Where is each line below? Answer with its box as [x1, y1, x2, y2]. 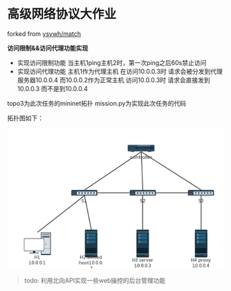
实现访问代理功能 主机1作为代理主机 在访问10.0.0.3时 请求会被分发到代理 [17, 67, 223, 75]
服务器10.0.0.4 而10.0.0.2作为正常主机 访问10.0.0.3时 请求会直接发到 [17, 75, 210, 84]
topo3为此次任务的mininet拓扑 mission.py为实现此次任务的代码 [7, 99, 187, 107]
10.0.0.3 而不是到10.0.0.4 [17, 84, 89, 93]
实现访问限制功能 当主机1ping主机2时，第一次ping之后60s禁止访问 [17, 58, 207, 66]
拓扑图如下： [7, 113, 44, 122]
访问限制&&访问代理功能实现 [7, 44, 89, 52]
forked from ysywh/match [7, 29, 82, 38]
